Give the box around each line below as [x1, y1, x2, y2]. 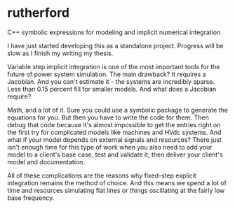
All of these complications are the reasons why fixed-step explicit [7, 171, 196, 180]
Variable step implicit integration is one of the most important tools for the [7, 62, 220, 71]
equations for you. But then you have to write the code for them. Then [7, 113, 209, 122]
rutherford [7, 5, 70, 21]
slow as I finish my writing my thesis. [7, 49, 114, 57]
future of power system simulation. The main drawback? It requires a [7, 70, 206, 78]
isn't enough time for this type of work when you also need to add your [7, 143, 213, 151]
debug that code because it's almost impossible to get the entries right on [7, 120, 221, 129]
